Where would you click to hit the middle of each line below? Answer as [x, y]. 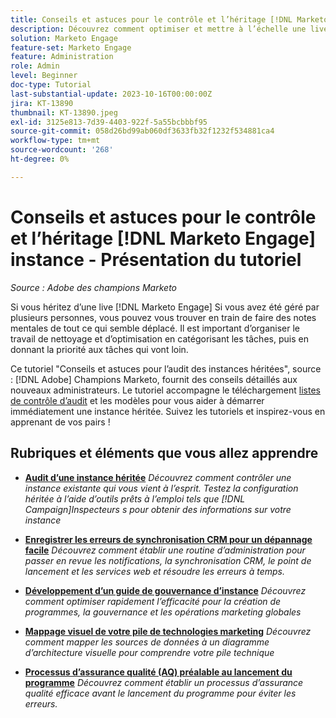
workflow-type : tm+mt [55, 141]
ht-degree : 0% [40, 159]
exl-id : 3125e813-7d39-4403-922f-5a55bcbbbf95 [109, 122]
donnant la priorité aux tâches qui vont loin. [99, 349]
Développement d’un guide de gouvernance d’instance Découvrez [165, 590]
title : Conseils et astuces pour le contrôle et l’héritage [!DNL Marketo [169, 19]
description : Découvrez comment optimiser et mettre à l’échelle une [158, 29]
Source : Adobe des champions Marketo [93, 287]
